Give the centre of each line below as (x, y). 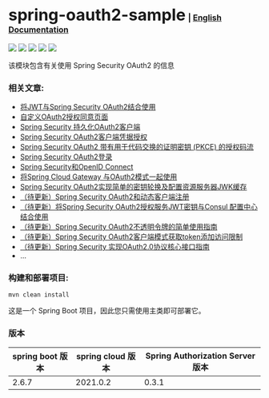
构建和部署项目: (38, 278)
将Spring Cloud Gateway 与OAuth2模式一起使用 (98, 177)
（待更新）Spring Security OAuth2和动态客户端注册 (104, 197)
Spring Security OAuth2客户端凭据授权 (84, 137)
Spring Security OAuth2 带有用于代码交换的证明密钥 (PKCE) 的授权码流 (137, 147)
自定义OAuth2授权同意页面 (64, 117)
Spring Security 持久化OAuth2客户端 (80, 127)
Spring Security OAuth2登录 (66, 157)
